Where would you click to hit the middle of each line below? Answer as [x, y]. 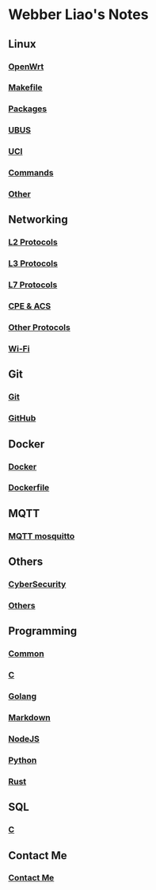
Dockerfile [29, 488]
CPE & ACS [30, 306]
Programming [43, 631]
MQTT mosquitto [42, 535]
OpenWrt [26, 67]
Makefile [25, 87]
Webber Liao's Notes [78, 15]
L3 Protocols [33, 263]
